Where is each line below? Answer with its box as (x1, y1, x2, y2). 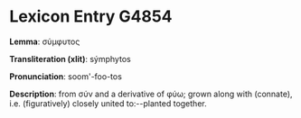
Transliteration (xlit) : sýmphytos (9, 53, 131, 64)
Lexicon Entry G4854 (9, 6, 174, 27)
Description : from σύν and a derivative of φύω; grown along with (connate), (9, 88, 293, 99)
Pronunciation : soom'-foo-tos (9, 70, 122, 82)
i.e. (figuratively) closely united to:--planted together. (9, 97, 207, 109)
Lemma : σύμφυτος (9, 36, 80, 47)
